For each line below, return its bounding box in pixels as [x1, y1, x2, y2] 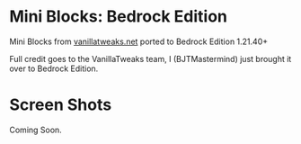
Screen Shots [9, 94, 112, 115]
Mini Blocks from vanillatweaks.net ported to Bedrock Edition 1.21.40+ [9, 36, 268, 47]
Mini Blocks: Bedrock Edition [9, 6, 227, 27]
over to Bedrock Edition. [9, 63, 99, 74]
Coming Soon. [9, 124, 63, 135]
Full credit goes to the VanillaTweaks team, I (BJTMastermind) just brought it [9, 53, 292, 64]
